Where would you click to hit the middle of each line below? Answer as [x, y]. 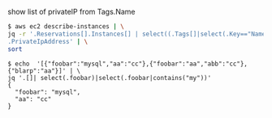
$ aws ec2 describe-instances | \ [66, 27]
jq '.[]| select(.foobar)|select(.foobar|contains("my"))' [110, 78]
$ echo [19, 64]
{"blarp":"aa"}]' [37, 71]
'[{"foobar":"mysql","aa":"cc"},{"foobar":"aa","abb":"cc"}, [142, 64]
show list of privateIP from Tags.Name [71, 12]
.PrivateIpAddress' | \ [48, 41]
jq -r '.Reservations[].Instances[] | [73, 34]
